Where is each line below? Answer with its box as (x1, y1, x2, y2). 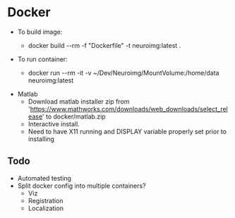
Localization (28, 204, 64, 212)
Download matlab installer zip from (28, 97, 130, 106)
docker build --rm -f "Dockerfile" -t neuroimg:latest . (28, 41, 181, 49)
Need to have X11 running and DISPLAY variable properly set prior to (28, 127, 227, 135)
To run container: (17, 54, 68, 63)
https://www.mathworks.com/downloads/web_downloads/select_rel (30, 104, 228, 113)
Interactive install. (28, 119, 80, 128)
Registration (28, 196, 64, 205)
